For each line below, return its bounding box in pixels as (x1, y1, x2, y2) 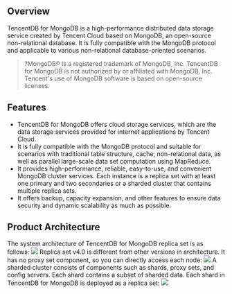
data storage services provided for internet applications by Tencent (17, 128, 210, 136)
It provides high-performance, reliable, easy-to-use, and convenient (17, 164, 212, 173)
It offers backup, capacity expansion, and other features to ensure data (17, 193, 221, 202)
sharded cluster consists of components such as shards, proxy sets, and (7, 263, 215, 272)
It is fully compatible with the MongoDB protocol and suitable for (17, 142, 202, 150)
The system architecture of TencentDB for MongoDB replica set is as (7, 239, 204, 248)
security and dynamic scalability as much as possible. (17, 201, 172, 209)
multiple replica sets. (17, 187, 77, 195)
